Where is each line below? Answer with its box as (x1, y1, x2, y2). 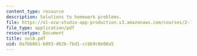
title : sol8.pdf (6, 36, 46, 41)
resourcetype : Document (6, 30, 64, 36)
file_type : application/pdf (6, 24, 75, 31)
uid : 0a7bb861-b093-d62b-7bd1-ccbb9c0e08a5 (6, 41, 114, 47)
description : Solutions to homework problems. (6, 14, 122, 20)
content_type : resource (6, 8, 64, 15)
